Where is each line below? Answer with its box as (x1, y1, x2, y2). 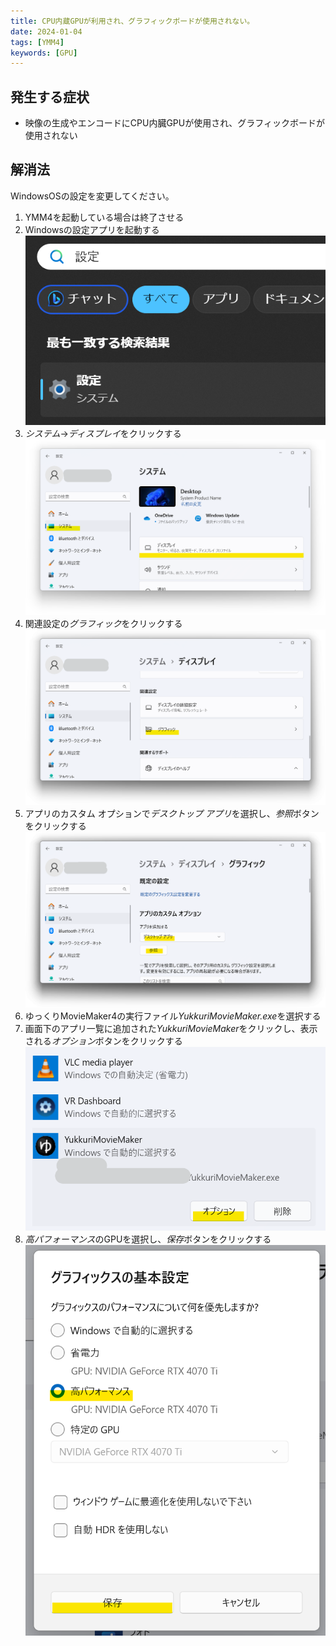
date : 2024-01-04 (10, 26, 83, 37)
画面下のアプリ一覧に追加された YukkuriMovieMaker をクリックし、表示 (24, 1023, 318, 1035)
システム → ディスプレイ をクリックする (24, 428, 182, 440)
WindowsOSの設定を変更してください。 (10, 190, 175, 202)
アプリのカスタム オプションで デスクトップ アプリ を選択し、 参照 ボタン (24, 808, 320, 820)
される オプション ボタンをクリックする (24, 1035, 183, 1047)
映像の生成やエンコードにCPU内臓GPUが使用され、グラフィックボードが (24, 117, 326, 129)
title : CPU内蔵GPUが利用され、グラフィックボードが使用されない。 (10, 16, 255, 26)
